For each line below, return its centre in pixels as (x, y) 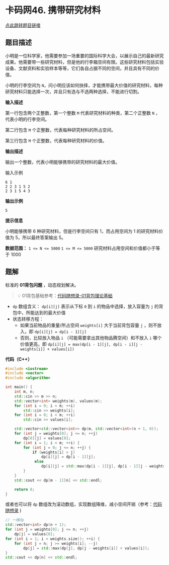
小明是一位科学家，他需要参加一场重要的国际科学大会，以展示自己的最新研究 (84, 55)
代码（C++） (19, 359)
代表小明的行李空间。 (27, 119)
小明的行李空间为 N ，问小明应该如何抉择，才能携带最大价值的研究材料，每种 (84, 85)
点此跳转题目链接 (23, 25)
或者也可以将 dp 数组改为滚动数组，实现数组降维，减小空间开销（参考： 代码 (84, 504)
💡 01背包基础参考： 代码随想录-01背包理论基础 (65, 295)
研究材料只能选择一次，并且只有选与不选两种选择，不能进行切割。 (73, 92)
